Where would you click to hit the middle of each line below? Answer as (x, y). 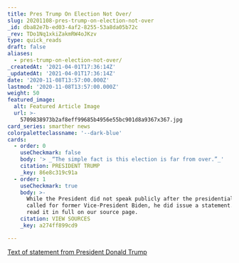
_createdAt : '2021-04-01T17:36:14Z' (62, 67)
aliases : (20, 54)
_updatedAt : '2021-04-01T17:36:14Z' (62, 73)
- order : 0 (30, 146)
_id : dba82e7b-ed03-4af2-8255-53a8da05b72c (73, 27)
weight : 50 (23, 93)
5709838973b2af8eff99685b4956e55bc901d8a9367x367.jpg (101, 119)
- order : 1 (30, 179)
